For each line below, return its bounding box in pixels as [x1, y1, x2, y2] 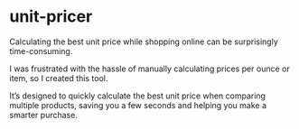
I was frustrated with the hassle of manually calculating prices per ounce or [9, 63, 291, 74]
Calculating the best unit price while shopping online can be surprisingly [9, 36, 278, 47]
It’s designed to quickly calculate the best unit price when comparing [9, 90, 266, 101]
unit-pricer [9, 6, 93, 27]
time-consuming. [9, 45, 73, 56]
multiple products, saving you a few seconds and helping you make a [9, 99, 267, 110]
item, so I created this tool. [9, 72, 108, 83]
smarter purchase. [9, 109, 79, 120]
